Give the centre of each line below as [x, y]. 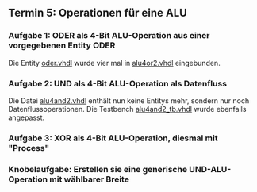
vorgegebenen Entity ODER [62, 45]
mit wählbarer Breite [89, 179]
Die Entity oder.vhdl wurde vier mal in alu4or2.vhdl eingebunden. [114, 63]
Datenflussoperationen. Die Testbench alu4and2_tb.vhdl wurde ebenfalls [127, 109]
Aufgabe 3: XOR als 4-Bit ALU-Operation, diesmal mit [113, 138]
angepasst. [27, 117]
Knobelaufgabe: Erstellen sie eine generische [98, 169]
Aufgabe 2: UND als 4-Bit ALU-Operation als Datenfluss [118, 83]
